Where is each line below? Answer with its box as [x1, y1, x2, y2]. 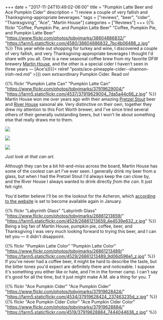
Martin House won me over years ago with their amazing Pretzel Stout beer [5, 96, 156, 102]
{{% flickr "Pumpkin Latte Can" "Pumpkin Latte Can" [5, 81, 110, 87]
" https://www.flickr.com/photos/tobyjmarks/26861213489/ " [5, 248, 124, 254]
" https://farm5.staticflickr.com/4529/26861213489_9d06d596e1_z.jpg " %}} [5, 253, 156, 259]
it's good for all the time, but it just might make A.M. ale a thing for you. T [5, 274, 151, 280]
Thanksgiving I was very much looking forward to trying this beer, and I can [5, 229, 157, 234]
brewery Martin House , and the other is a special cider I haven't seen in [5, 61, 148, 67]
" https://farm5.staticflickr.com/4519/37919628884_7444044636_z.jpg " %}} [5, 309, 157, 315]
